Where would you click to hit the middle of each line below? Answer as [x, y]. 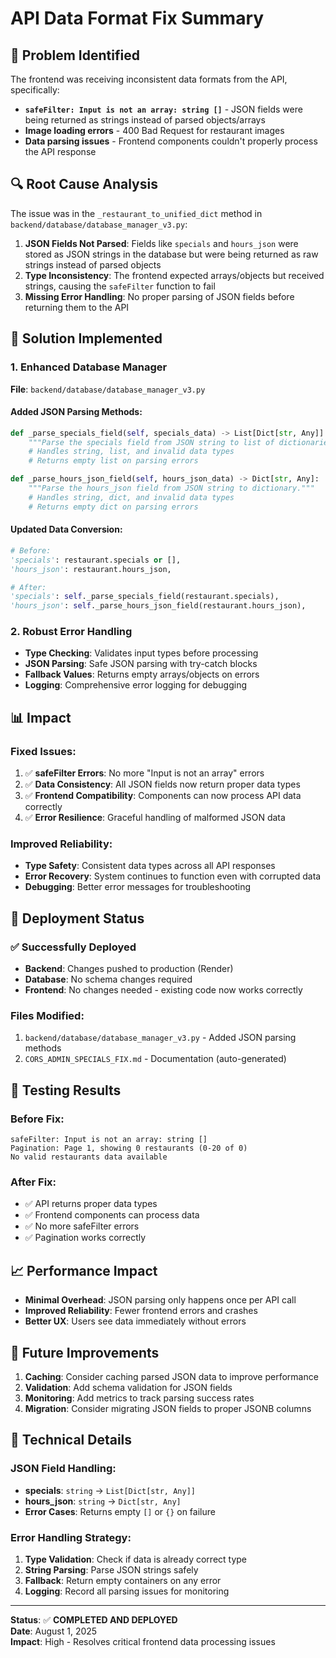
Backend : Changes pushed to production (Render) [129, 969]
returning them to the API [77, 307]
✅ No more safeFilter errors [82, 1226]
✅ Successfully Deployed [73, 947]
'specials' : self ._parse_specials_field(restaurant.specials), [145, 597]
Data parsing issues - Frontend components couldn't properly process [171, 141]
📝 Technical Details [71, 1440]
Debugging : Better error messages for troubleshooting [138, 887]
